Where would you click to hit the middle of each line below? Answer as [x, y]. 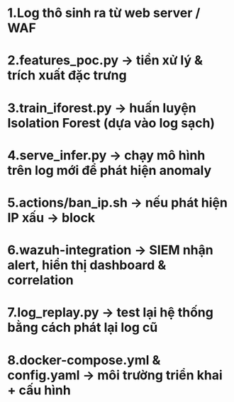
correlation [40, 280]
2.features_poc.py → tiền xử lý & [105, 61]
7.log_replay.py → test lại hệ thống [111, 312]
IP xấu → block [51, 218]
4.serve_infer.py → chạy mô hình [106, 155]
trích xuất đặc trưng [67, 75]
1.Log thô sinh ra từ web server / [104, 13]
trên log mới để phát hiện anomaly [110, 170]
